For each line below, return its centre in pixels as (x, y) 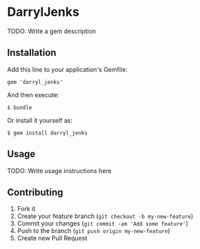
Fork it (26, 209)
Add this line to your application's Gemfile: (67, 69)
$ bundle (20, 108)
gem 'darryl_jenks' (35, 82)
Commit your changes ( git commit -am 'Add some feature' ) (102, 223)
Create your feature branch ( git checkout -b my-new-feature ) (105, 216)
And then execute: (33, 94)
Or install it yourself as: (40, 120)
